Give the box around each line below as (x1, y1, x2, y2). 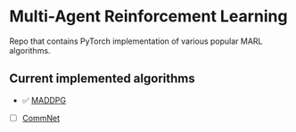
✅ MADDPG (21, 95, 67, 105)
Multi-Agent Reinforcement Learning (9, 6, 288, 27)
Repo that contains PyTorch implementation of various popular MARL (9, 36, 263, 46)
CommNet (21, 112, 61, 123)
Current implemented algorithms (9, 71, 195, 87)
